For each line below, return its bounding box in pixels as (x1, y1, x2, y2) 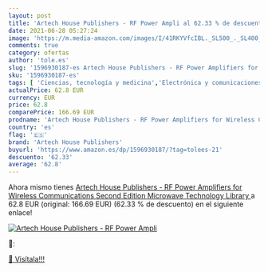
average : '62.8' (8, 161, 62, 169)
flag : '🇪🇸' (8, 130, 48, 138)
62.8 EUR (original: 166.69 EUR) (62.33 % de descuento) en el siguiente (8, 199, 244, 209)
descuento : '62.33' (8, 153, 73, 161)
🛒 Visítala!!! (8, 254, 45, 264)
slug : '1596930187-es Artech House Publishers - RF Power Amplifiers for (8, 64, 259, 72)
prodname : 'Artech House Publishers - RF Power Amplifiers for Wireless (8, 116, 255, 124)
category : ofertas (8, 49, 69, 57)
